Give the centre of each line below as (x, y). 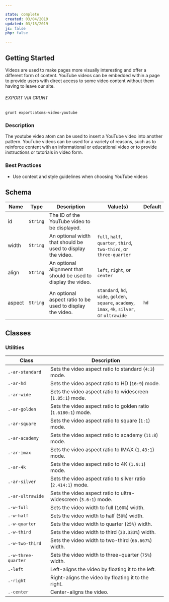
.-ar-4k (17, 467)
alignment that (66, 269)
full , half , (110, 236)
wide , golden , (112, 296)
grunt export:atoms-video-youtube (41, 113)
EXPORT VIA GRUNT (27, 98)
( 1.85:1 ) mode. (68, 398)
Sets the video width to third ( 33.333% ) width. (103, 532)
